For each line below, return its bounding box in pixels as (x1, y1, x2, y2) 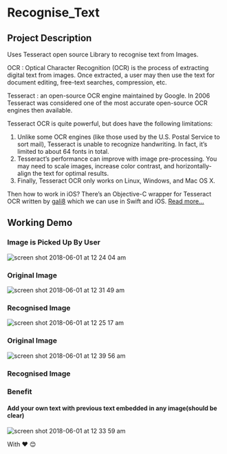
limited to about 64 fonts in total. (17, 148, 109, 155)
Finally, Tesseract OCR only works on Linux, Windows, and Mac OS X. (17, 177, 215, 185)
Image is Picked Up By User (7, 238, 101, 247)
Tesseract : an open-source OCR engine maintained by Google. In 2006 (7, 91, 210, 100)
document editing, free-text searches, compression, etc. (7, 78, 167, 87)
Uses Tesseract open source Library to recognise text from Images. (7, 50, 199, 58)
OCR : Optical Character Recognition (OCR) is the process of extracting (7, 64, 209, 71)
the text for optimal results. (32, 170, 109, 177)
